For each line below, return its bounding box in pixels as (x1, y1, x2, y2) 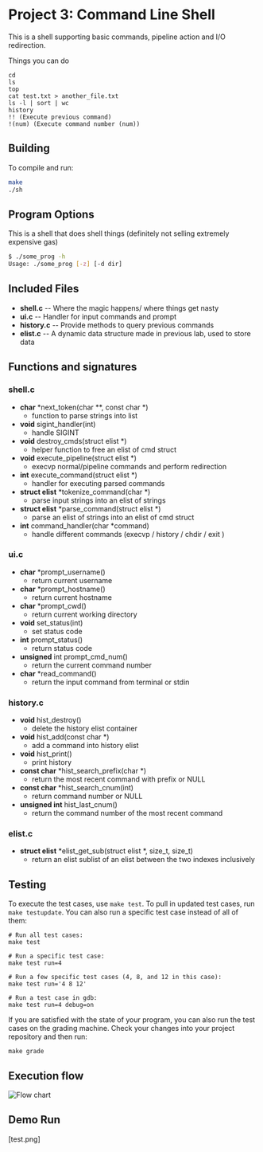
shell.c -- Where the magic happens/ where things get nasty (19, 303, 219, 312)
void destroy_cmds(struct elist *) (19, 436, 127, 445)
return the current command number (31, 660, 153, 670)
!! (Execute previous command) (8, 113, 112, 121)
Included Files (8, 282, 79, 296)
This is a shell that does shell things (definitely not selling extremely (8, 229, 230, 238)
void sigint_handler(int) (19, 419, 96, 429)
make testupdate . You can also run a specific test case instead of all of (8, 907, 238, 917)
